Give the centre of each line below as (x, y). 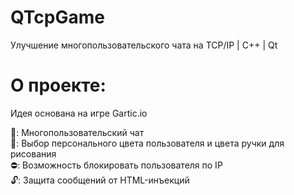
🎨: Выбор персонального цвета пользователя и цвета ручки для (147, 143)
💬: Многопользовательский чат (77, 132)
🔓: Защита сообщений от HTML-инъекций (100, 180)
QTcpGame (57, 17)
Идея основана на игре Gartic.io (79, 113)
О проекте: (58, 85)
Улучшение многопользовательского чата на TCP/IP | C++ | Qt (144, 45)
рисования (33, 153)
